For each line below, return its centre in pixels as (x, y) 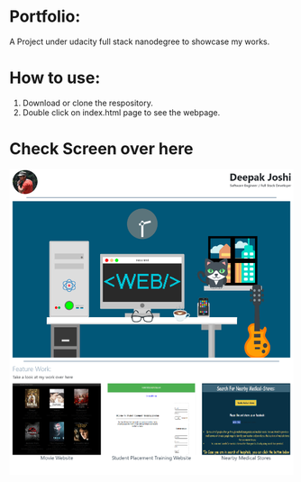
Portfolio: (45, 17)
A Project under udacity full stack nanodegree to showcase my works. (140, 41)
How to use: (55, 78)
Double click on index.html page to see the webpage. (121, 112)
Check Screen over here (101, 149)
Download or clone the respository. (87, 103)
